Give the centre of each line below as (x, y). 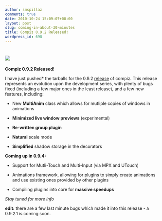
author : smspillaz (24, 10)
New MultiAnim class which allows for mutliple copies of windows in (81, 103)
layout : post (18, 23)
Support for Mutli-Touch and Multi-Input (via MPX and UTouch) (75, 165)
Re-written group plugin (37, 127)
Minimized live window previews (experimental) (61, 118)
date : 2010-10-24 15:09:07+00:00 (39, 19)
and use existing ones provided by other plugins (60, 180)
